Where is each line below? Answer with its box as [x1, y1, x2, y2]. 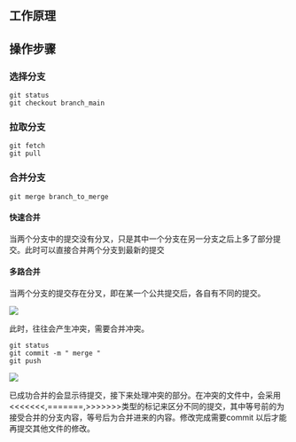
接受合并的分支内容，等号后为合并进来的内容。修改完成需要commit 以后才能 [9, 412, 287, 423]
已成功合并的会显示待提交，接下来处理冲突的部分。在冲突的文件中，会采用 [9, 390, 281, 401]
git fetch [9, 141, 46, 151]
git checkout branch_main [9, 99, 105, 108]
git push [9, 357, 42, 366]
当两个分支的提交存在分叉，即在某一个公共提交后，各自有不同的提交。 [9, 288, 266, 299]
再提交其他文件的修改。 [9, 423, 95, 434]
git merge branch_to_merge [9, 192, 109, 201]
